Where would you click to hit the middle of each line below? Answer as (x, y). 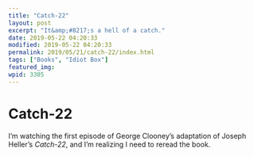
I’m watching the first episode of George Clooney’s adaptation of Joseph (127, 136)
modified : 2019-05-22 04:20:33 (60, 45)
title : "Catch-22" (39, 15)
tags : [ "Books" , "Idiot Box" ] (59, 60)
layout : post (30, 23)
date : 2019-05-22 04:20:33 (53, 38)
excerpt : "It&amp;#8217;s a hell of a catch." (87, 30)
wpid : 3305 (26, 75)
